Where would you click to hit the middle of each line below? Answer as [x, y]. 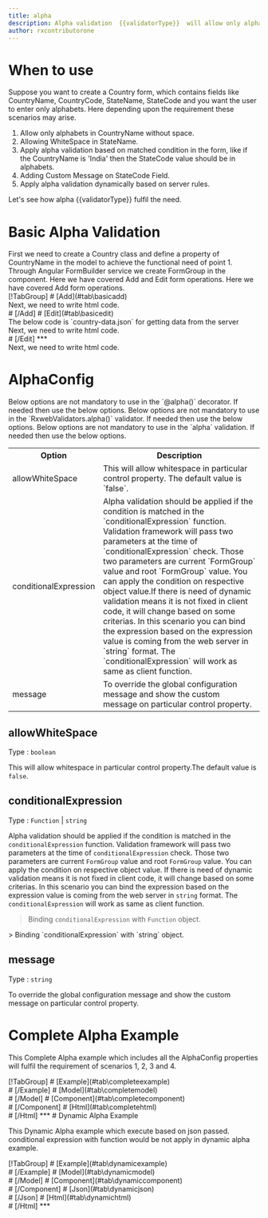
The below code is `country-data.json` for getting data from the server [124, 322]
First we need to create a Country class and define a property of [114, 254]
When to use [51, 70]
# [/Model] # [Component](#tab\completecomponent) [97, 1098]
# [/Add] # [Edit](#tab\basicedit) [61, 313]
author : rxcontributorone [51, 30]
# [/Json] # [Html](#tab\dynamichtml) [70, 1197]
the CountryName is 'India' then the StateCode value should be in [128, 159]
